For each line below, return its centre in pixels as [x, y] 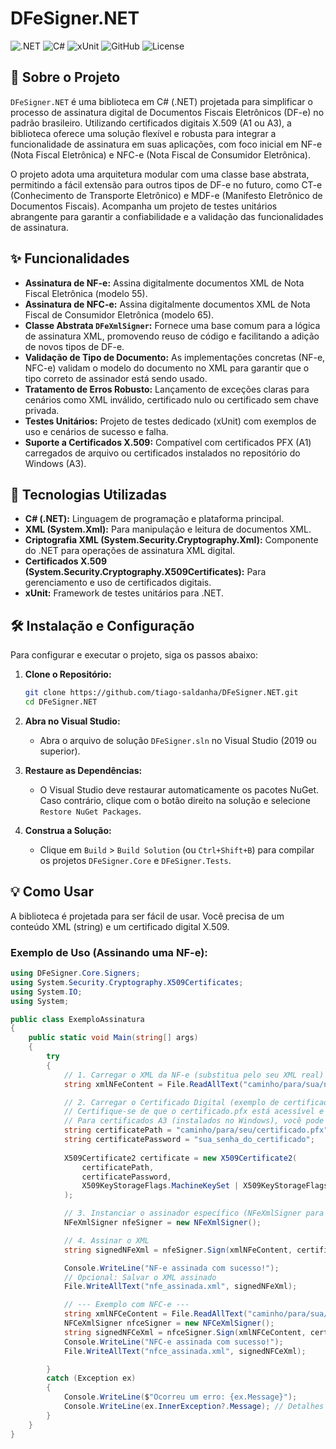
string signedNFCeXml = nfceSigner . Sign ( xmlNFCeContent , [185, 1332]
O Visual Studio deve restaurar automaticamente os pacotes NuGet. [179, 789]
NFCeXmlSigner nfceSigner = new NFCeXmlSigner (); [169, 1323]
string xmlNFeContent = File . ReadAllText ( [153, 1084]
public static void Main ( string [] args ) [113, 1038]
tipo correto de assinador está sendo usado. [116, 378]
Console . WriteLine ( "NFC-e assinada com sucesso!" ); [173, 1342]
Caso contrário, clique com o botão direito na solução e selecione [175, 800]
